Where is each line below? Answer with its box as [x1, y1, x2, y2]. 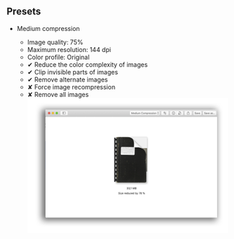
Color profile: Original [27, 53, 90, 61]
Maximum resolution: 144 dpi [27, 45, 112, 53]
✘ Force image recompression [27, 82, 116, 91]
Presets [6, 6, 41, 18]
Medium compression [16, 24, 80, 32]
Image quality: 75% [27, 38, 84, 46]
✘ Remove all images [27, 90, 89, 98]
